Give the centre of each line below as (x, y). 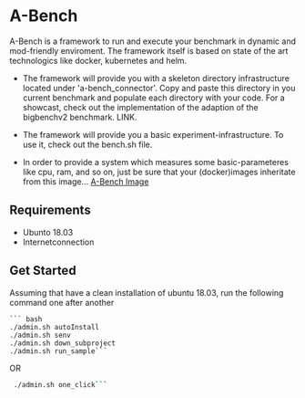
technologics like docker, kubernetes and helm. (98, 60)
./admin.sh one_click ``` (60, 384)
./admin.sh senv (40, 335)
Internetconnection (58, 242)
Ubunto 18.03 (48, 232)
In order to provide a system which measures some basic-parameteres (156, 162)
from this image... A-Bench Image (86, 181)
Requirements (50, 210)
